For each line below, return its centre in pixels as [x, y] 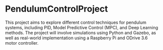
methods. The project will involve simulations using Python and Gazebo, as [81, 33]
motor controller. [22, 43]
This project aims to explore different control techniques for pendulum [76, 22]
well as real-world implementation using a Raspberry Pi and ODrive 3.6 [76, 38]
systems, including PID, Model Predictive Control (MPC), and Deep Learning [81, 27]
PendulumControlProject [57, 9]
